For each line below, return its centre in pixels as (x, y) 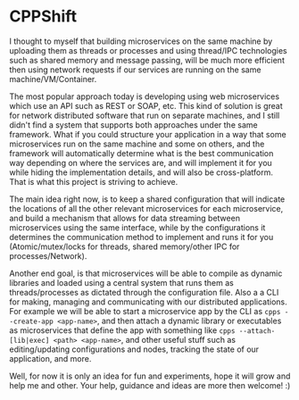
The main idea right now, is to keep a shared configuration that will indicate (147, 199)
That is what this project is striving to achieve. (94, 181)
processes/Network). (48, 255)
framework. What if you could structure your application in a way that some (148, 134)
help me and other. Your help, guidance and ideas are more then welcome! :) (150, 385)
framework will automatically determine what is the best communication (141, 153)
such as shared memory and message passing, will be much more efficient (147, 60)
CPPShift (43, 17)
